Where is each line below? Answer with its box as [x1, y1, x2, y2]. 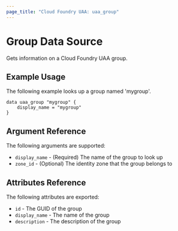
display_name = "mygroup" [17, 104, 82, 111]
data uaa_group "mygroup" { [6, 100, 77, 106]
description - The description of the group [14, 218, 121, 225]
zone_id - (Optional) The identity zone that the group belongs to [14, 160, 173, 167]
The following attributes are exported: [6, 193, 99, 200]
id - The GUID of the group [14, 205, 82, 212]
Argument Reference [6, 126, 86, 136]
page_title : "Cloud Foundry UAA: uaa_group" [6, 8, 119, 15]
